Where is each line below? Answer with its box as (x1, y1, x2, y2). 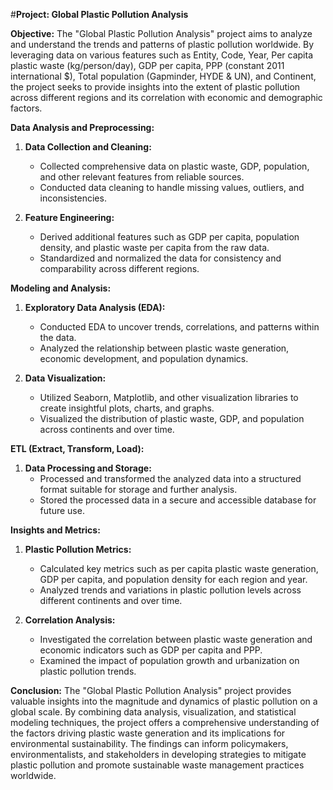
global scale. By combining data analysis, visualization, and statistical (10, 706, 297, 718)
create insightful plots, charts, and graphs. (39, 402, 215, 414)
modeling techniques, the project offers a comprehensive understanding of (10, 717, 320, 728)
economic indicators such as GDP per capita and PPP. (39, 644, 263, 656)
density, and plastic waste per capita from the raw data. (39, 242, 270, 253)
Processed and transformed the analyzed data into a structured (39, 473, 302, 484)
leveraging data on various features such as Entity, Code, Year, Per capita (10, 49, 313, 61)
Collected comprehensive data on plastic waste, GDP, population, (39, 160, 310, 172)
